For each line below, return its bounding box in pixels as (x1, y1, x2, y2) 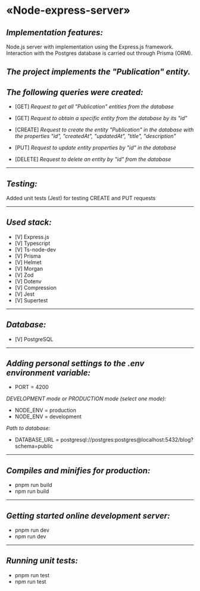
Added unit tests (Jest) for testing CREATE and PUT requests (6, 195, 156, 202)
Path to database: (6, 425, 51, 432)
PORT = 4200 (14, 384, 49, 391)
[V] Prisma (14, 252, 41, 259)
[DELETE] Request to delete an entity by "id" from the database (14, 156, 171, 163)
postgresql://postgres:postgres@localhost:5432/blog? (60, 436, 194, 443)
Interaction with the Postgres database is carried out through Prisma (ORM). (6, 50, 193, 57)
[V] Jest (14, 290, 35, 298)
